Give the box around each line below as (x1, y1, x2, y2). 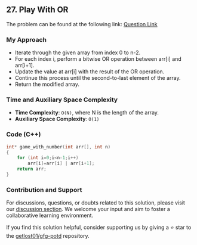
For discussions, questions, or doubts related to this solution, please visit (6, 199, 185, 206)
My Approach (6, 35, 47, 44)
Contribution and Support (6, 185, 82, 194)
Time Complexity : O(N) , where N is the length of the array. (14, 109, 159, 116)
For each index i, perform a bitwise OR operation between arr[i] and (14, 55, 182, 63)
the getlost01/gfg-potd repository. (6, 232, 90, 240)
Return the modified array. (14, 80, 79, 88)
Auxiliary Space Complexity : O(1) (14, 116, 100, 123)
